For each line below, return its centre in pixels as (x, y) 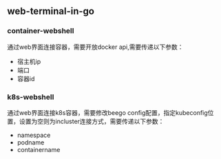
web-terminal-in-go (51, 11)
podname (31, 142)
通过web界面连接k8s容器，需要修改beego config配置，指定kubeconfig (107, 112)
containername (39, 149)
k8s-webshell (31, 97)
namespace (34, 135)
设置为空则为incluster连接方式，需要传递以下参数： (92, 121)
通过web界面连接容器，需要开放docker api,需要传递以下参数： (95, 47)
